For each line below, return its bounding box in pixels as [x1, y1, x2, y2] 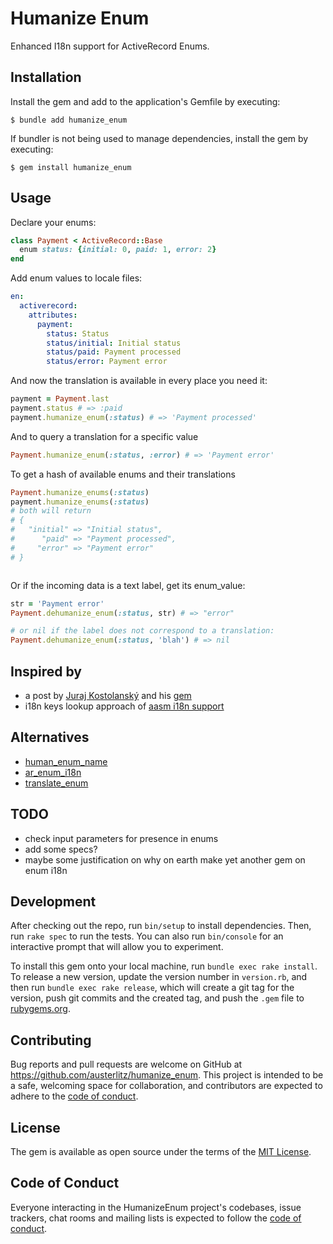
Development [10, 893, 97, 911]
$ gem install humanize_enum [10, 162, 132, 172]
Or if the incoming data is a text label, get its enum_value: [10, 579, 246, 591]
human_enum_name [24, 755, 108, 767]
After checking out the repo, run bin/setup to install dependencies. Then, [10, 920, 312, 932]
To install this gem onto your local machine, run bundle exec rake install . [10, 960, 318, 972]
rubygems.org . [10, 1003, 71, 1015]
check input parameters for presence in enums [24, 832, 219, 844]
